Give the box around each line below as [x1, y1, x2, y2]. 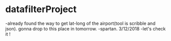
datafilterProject [5, 4, 77, 15]
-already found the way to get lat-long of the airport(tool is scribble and [5, 20, 156, 26]
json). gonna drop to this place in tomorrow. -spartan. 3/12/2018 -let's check [5, 25, 166, 31]
